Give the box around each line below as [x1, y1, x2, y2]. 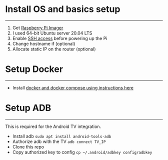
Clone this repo [12, 143, 44, 149]
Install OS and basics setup [5, 3, 120, 15]
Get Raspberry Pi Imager [12, 24, 63, 30]
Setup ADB [5, 102, 51, 113]
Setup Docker [5, 63, 63, 75]
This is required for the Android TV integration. [5, 123, 101, 129]
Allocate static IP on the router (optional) [12, 46, 96, 52]
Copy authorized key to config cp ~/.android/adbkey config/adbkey [12, 149, 152, 155]
